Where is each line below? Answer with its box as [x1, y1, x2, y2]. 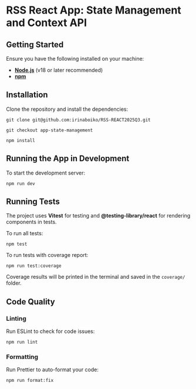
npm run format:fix [6, 378, 54, 384]
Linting [6, 314, 26, 322]
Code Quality [6, 296, 55, 306]
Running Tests [6, 197, 60, 207]
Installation [6, 90, 48, 100]
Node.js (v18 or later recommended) [14, 67, 103, 74]
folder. [6, 279, 22, 286]
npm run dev [6, 180, 35, 186]
